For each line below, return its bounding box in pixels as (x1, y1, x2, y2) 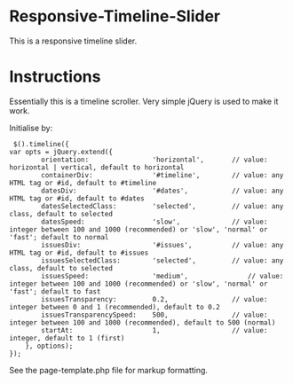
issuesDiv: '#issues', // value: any (41, 240, 284, 249)
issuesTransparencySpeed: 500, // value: (41, 310, 268, 319)
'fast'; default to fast (9, 286, 101, 296)
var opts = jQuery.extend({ (9, 147, 114, 156)
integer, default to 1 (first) (9, 333, 125, 342)
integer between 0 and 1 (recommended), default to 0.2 (9, 302, 220, 311)
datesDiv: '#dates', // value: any (41, 186, 284, 195)
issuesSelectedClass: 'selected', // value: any (41, 255, 284, 265)
